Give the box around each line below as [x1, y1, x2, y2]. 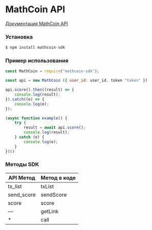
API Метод [8, 174, 36, 181]
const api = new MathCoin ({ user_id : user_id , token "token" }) [5, 78, 147, 83]
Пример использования [5, 57, 69, 65]
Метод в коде [40, 174, 76, 181]
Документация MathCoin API [5, 20, 68, 27]
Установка [5, 33, 33, 40]
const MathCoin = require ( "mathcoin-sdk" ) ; [5, 69, 100, 74]
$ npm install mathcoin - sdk [5, 45, 66, 50]
